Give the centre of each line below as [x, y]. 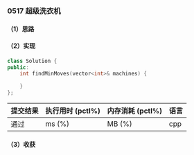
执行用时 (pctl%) [73, 111]
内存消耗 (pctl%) [135, 111]
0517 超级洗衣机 [34, 10]
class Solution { [32, 61]
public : [18, 67]
